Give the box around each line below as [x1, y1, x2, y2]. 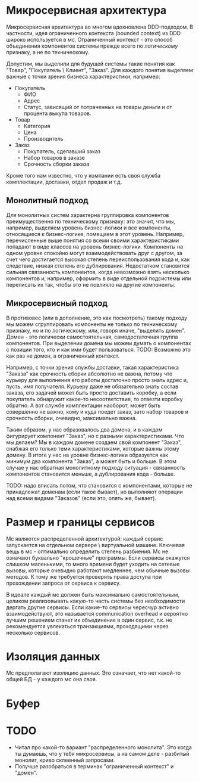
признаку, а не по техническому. [6, 48, 90, 55]
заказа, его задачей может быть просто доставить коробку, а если [6, 389, 177, 396]
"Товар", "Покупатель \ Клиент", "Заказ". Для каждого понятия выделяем [6, 66, 194, 73]
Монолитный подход [6, 195, 89, 206]
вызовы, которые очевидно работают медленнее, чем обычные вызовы [6, 567, 190, 574]
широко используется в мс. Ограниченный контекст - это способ [6, 36, 173, 43]
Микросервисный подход [6, 299, 108, 309]
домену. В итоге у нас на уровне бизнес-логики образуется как [6, 451, 168, 458]
